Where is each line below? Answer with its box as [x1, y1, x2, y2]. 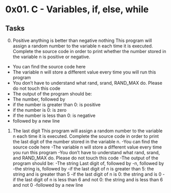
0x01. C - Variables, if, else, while [5, 4, 149, 15]
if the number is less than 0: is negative [12, 112, 96, 118]
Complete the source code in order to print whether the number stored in [12, 49, 166, 54]
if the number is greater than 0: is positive [12, 102, 101, 108]
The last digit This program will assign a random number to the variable [12, 128, 163, 134]
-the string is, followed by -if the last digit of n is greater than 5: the [12, 166, 154, 172]
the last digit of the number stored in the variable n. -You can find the [12, 139, 158, 144]
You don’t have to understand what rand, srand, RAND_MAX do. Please [12, 80, 162, 86]
